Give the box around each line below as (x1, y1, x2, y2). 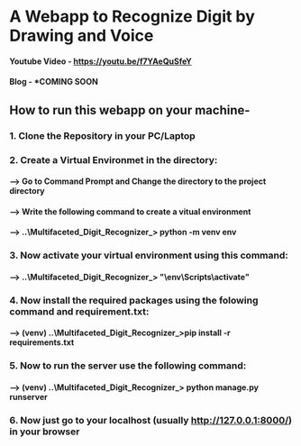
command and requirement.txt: (9, 305, 150, 317)
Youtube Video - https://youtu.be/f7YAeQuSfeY (9, 56, 192, 67)
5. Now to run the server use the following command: (9, 360, 247, 372)
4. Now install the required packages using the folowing (9, 294, 259, 306)
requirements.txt (9, 337, 75, 348)
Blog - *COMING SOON (9, 77, 99, 87)
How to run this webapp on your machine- (9, 102, 251, 118)
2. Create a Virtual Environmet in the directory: (9, 153, 218, 166)
